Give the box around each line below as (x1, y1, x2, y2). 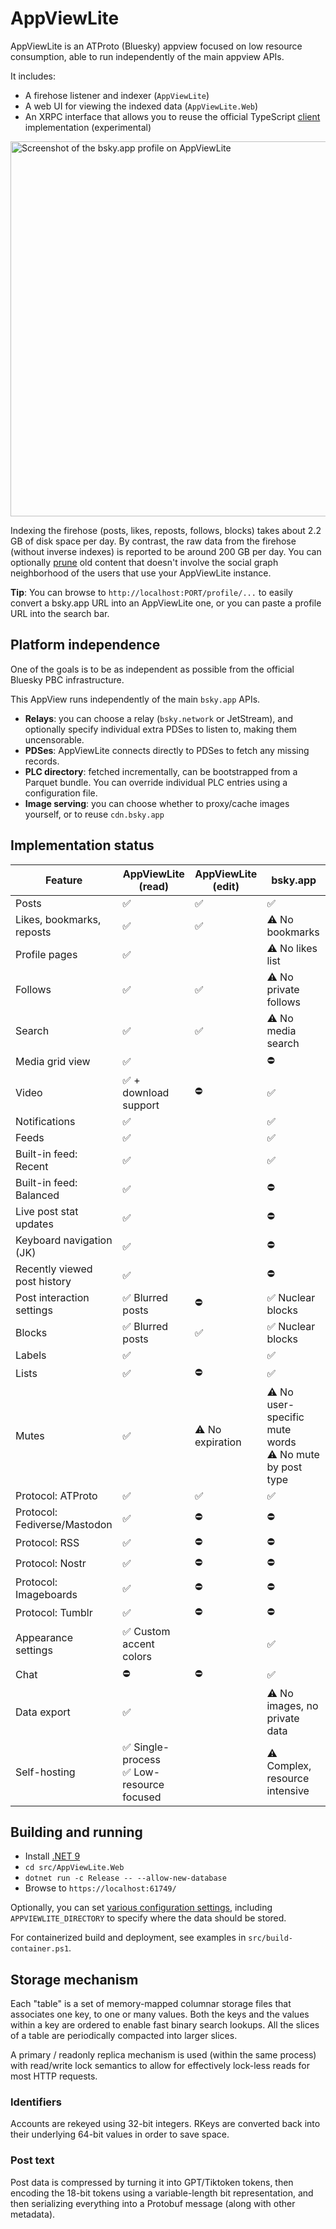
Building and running (10, 1823, 143, 1841)
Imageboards (15, 1587, 78, 1601)
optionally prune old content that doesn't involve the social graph (10, 556, 279, 568)
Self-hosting (15, 1765, 76, 1779)
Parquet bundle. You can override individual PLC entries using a (24, 776, 288, 788)
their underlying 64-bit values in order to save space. (10, 2128, 230, 2141)
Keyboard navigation (15, 1233, 113, 1247)
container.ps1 (10, 1944, 70, 1954)
